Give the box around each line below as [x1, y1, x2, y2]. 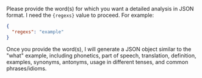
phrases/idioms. [6, 65, 47, 72]
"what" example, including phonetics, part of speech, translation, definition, [6, 51, 197, 59]
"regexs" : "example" [12, 28, 64, 35]
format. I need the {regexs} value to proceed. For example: [6, 11, 154, 19]
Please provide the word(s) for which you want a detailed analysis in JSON [6, 5, 194, 12]
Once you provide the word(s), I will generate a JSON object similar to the [6, 45, 192, 53]
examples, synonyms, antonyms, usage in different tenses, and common [6, 58, 189, 65]
